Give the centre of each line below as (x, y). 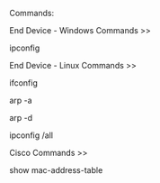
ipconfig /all (31, 135)
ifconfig (23, 83)
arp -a (21, 100)
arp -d (21, 118)
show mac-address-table (56, 170)
